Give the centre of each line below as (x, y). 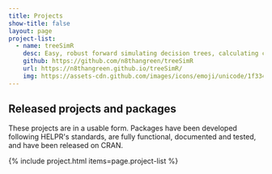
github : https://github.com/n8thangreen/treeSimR (108, 62)
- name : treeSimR (45, 46)
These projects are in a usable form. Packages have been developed (123, 128)
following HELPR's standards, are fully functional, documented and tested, (132, 137)
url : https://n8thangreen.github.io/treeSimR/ (103, 69)
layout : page (30, 31)
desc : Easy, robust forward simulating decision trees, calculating (141, 53)
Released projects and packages (92, 109)
